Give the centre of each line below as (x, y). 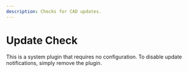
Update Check (42, 40)
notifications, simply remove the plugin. (54, 63)
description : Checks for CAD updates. (54, 11)
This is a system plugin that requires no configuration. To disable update (94, 57)
